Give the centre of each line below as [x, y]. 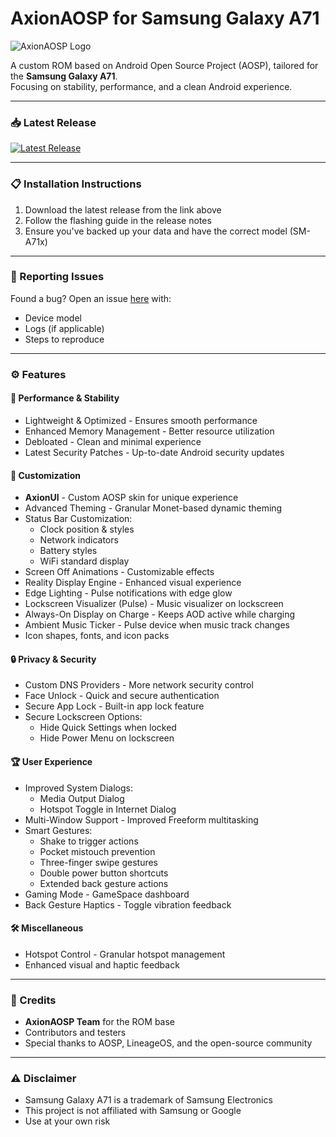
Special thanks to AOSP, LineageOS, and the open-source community [168, 1043]
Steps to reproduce [64, 339]
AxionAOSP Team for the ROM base [100, 1022]
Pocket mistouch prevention [97, 851]
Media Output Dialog [82, 798]
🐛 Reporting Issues [57, 277]
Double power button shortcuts [104, 873]
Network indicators [79, 540]
